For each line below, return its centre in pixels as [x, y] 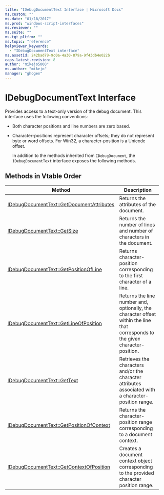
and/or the [131, 371]
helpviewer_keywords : [27, 46]
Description [138, 190]
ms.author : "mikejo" [26, 69]
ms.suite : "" [18, 32]
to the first [131, 275]
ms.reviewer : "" [21, 28]
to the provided [137, 473]
